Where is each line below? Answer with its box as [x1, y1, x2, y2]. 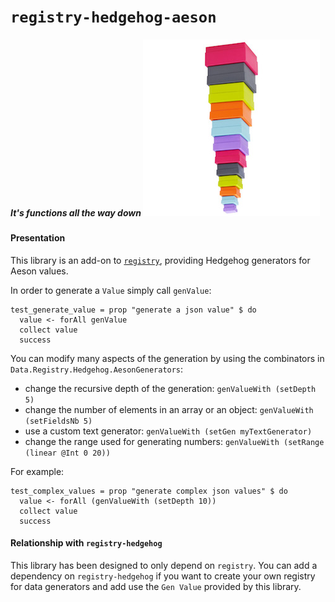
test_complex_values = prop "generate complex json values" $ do [10, 486, 288, 496]
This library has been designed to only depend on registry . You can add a [10, 559, 318, 571]
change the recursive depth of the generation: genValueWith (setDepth [24, 382, 317, 394]
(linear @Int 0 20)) [24, 448, 111, 458]
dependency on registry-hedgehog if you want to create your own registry [10, 570, 316, 582]
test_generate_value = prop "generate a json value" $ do [10, 305, 257, 315]
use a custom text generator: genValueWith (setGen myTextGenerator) [24, 425, 313, 437]
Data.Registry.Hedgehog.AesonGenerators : [10, 363, 184, 375]
